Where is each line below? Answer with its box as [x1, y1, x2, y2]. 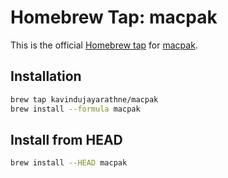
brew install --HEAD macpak [10, 158, 128, 168]
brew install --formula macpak [10, 104, 141, 114]
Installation [10, 68, 82, 85]
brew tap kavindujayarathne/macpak [10, 94, 159, 105]
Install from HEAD [10, 131, 123, 148]
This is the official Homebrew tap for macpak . [10, 39, 198, 51]
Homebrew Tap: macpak [10, 6, 218, 29]
